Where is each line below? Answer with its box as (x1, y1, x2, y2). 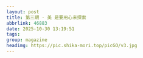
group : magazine (6, 37, 47, 43)
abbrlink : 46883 (6, 20, 47, 26)
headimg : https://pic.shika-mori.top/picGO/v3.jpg (6, 43, 138, 49)
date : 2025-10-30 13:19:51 (6, 25, 75, 32)
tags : (6, 31, 20, 37)
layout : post (6, 8, 40, 15)
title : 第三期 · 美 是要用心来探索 (6, 14, 86, 21)
